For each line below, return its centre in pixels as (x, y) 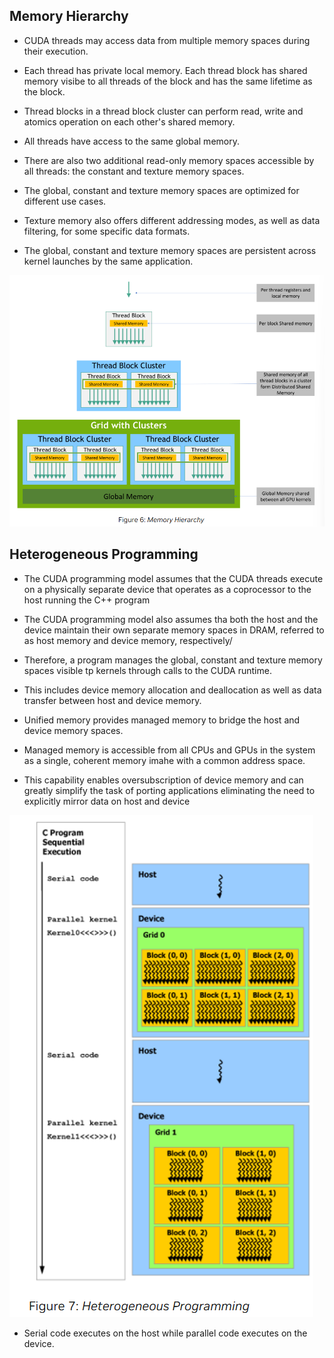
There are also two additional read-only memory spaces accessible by (169, 160)
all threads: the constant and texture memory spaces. (134, 171)
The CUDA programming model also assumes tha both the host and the (171, 619)
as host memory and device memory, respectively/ (128, 640)
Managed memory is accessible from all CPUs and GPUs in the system (169, 750)
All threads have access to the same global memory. (131, 141)
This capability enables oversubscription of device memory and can (163, 780)
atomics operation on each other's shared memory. (129, 121)
